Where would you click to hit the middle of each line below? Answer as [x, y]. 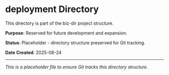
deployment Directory [52, 9]
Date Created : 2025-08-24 [33, 52]
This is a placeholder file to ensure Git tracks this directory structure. [77, 67]
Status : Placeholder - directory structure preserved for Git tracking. [75, 43]
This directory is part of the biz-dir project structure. [60, 23]
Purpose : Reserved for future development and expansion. [66, 33]
